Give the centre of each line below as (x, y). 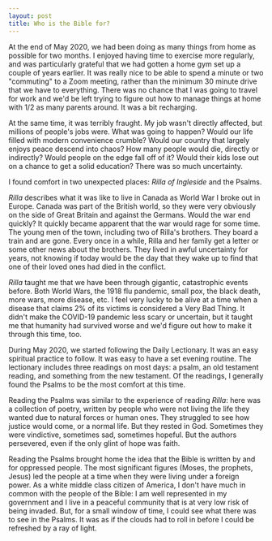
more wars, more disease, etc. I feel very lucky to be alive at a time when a (133, 299)
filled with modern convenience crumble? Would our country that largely (129, 140)
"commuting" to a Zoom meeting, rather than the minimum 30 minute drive (133, 81)
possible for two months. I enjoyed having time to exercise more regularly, (132, 55)
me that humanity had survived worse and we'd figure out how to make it (130, 325)
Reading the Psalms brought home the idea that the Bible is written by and (132, 459)
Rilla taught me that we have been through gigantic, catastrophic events (128, 282)
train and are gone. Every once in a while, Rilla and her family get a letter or (134, 240)
